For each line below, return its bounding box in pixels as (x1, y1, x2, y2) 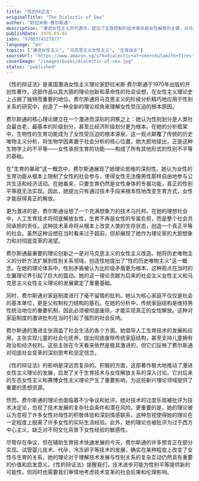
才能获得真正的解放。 (6, 195, 58, 202)
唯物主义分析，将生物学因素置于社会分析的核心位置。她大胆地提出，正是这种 (6, 138, 193, 145)
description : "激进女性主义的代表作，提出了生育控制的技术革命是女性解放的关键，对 (6, 25, 189, 31)
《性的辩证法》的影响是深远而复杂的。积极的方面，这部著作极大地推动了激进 (6, 362, 193, 369)
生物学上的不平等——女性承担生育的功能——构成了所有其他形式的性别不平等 (6, 145, 193, 152)
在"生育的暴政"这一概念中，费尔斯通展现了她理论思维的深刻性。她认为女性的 (6, 165, 193, 173)
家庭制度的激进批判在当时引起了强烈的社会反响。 (6, 314, 126, 321)
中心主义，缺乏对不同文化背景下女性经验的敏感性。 (6, 426, 131, 434)
